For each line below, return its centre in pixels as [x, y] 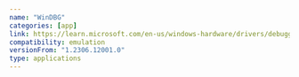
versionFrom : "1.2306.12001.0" [67, 50]
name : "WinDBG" [37, 17]
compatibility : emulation [57, 42]
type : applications [45, 58]
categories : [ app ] [43, 26]
